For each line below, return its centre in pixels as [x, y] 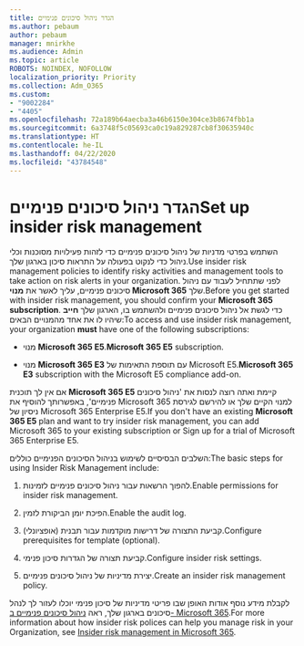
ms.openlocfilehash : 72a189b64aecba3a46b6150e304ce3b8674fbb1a [132, 120]
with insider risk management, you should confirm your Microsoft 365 [141, 300]
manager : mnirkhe [42, 43]
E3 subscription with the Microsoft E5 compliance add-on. [132, 374]
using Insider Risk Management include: [84, 468]
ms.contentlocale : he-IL [56, 145]
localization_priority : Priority [73, 78]
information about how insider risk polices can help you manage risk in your [152, 622]
